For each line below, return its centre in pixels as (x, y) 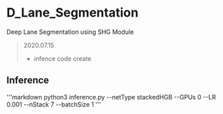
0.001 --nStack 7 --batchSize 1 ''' (54, 104)
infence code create (62, 58)
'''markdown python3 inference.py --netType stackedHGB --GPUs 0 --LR (111, 97)
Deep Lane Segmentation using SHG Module (70, 32)
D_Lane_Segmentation (73, 13)
